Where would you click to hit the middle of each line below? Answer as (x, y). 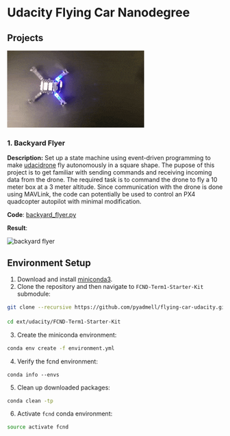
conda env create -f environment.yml (61, 348)
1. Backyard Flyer (36, 143)
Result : (17, 228)
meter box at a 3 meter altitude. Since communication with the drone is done (115, 187)
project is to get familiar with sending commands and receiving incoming (110, 172)
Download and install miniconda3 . (65, 279)
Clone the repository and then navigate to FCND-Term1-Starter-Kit (110, 287)
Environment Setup (49, 262)
